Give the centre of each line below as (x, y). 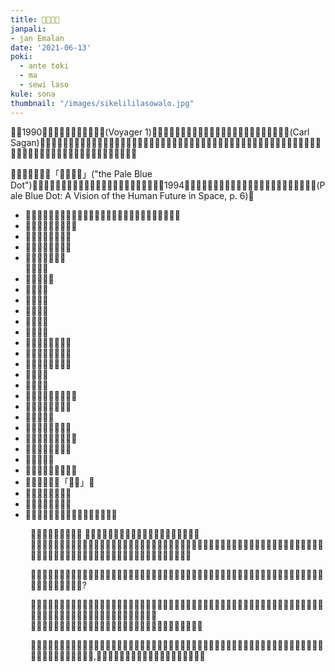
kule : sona (33, 94)
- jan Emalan (37, 38)
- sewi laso (44, 85)
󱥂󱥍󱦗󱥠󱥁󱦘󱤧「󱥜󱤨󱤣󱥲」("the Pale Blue (81, 173)
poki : (21, 57)
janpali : (28, 29)
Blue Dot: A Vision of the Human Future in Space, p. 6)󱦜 (139, 195)
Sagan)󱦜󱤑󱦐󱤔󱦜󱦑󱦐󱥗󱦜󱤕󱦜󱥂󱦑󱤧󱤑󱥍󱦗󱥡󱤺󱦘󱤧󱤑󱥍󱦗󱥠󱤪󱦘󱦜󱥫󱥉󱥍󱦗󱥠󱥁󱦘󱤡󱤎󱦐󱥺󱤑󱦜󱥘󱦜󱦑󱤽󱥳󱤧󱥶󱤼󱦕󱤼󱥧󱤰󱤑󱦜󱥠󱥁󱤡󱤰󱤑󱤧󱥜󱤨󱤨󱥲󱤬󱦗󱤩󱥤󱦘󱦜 (166, 142)
